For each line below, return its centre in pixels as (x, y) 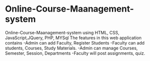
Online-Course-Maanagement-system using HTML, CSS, (62, 32)
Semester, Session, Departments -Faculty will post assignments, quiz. (75, 53)
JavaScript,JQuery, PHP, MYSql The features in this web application (74, 38)
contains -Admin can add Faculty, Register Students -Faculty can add (75, 43)
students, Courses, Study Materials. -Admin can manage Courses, (71, 48)
